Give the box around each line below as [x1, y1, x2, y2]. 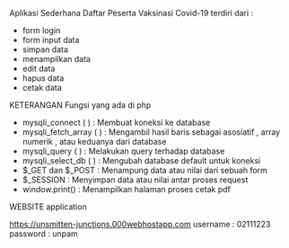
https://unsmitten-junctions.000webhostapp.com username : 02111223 [9, 219, 271, 229]
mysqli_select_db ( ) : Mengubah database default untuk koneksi [22, 155, 261, 165]
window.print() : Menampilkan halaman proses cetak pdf [22, 184, 231, 194]
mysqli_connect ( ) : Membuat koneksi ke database [22, 117, 211, 128]
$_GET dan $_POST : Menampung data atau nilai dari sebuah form [22, 165, 267, 175]
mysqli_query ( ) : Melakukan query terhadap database [22, 146, 225, 156]
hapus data [22, 73, 65, 84]
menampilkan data [22, 54, 92, 64]
